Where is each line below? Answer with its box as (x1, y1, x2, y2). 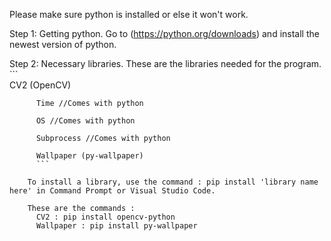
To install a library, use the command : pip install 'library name (27, 177, 319, 187)
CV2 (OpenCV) (9, 79, 72, 91)
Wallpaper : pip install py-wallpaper (35, 221, 198, 231)
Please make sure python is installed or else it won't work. (9, 9, 249, 20)
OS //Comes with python (35, 116, 136, 126)
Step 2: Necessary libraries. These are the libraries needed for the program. (9, 58, 322, 69)
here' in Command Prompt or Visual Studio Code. (9, 186, 216, 196)
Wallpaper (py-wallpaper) (35, 151, 144, 161)
